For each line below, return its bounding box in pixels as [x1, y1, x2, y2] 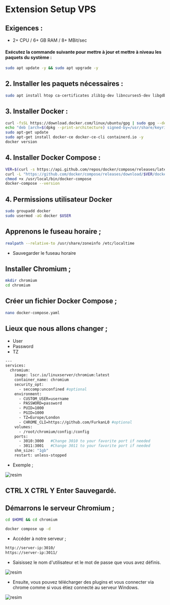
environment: [14, 391, 42, 396]
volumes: [14, 424, 33, 429]
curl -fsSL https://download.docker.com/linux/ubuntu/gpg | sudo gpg [5, 120, 155, 125]
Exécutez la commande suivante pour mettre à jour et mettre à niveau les [5, 49, 162, 55]
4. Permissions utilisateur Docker [5, 195, 112, 204]
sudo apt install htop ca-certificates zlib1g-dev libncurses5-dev [5, 93, 151, 98]
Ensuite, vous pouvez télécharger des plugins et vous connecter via [12, 579, 154, 585]
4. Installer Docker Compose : [5, 153, 101, 162]
